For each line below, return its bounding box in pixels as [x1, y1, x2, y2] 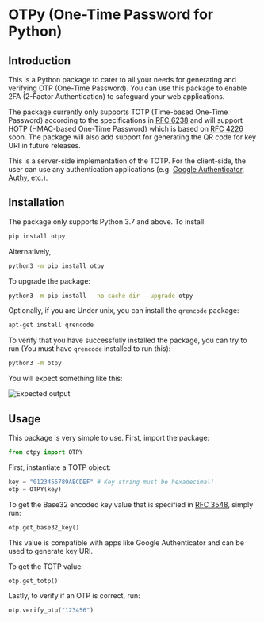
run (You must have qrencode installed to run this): [8, 344, 171, 353]
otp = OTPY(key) [8, 485, 62, 493]
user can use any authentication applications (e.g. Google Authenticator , [8, 165, 244, 174]
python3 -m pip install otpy [8, 261, 105, 270]
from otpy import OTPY [8, 448, 83, 456]
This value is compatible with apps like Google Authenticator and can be [8, 537, 244, 548]
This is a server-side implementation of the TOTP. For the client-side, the [8, 156, 247, 166]
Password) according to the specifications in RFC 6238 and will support [8, 116, 243, 124]
